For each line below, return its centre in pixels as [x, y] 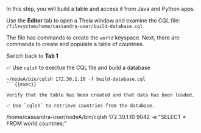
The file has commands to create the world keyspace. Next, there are [93, 38]
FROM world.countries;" [37, 123]
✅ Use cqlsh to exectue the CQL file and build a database [78, 67]
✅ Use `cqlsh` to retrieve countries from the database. [81, 106]
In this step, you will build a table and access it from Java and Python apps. [101, 9]
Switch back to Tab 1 [33, 56]
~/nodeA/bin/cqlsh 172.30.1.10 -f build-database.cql [76, 79]
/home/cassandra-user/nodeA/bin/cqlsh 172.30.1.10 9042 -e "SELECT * [96, 117]
